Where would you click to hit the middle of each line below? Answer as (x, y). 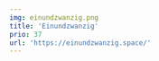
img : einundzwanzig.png (54, 17)
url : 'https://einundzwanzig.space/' (80, 43)
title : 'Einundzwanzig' (54, 26)
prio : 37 (26, 34)
